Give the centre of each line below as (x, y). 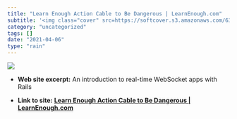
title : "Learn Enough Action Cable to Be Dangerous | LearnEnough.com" (115, 14)
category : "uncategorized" (47, 27)
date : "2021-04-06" (36, 40)
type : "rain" (26, 46)
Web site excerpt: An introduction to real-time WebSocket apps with (117, 79)
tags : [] (20, 33)
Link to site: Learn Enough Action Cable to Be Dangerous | (104, 100)
